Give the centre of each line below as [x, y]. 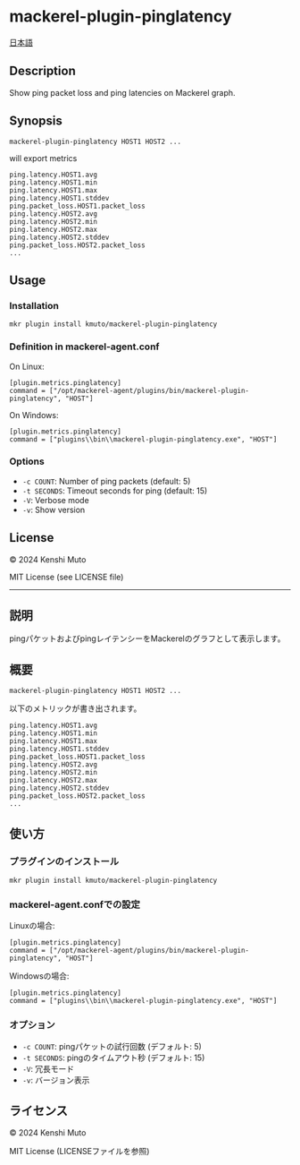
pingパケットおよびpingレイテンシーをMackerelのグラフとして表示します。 [147, 638]
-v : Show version [54, 510]
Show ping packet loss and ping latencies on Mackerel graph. [122, 92]
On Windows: [34, 415]
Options [27, 461]
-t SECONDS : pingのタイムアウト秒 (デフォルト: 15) [113, 1058]
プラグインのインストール [64, 861]
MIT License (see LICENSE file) [67, 577]
